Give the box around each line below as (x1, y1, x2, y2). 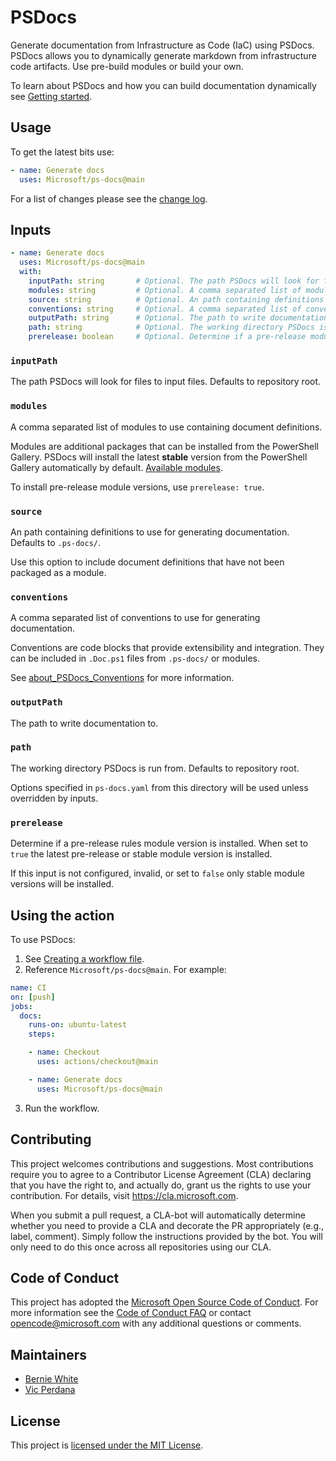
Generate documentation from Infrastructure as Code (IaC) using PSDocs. (10, 39, 315, 51)
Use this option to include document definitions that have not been (10, 556, 285, 568)
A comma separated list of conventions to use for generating (10, 612, 261, 624)
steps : (28, 1029, 56, 1040)
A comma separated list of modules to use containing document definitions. (10, 421, 323, 433)
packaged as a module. (10, 566, 107, 578)
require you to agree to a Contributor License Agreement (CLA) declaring (10, 1168, 312, 1180)
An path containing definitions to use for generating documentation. (10, 526, 290, 538)
